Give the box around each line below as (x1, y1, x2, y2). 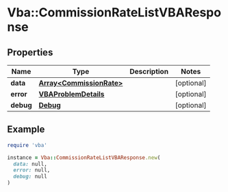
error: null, (13, 167, 51, 174)
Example (7, 124, 45, 135)
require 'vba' (7, 141, 48, 148)
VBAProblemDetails (38, 90, 105, 98)
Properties (7, 46, 53, 58)
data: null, (13, 161, 48, 167)
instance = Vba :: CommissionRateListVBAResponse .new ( (7, 154, 161, 161)
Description (129, 67, 169, 76)
